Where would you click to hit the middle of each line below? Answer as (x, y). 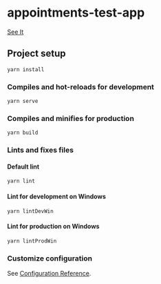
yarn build (23, 133)
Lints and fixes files (41, 150)
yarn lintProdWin (32, 241)
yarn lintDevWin (30, 211)
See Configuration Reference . (49, 274)
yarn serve (23, 102)
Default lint (23, 167)
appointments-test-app (76, 13)
